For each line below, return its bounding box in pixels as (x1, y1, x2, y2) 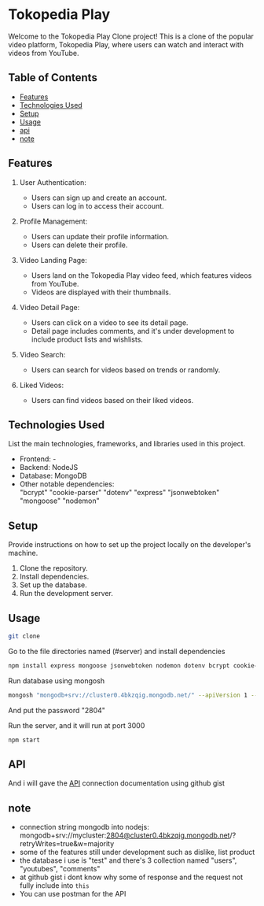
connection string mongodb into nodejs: (19, 823, 149, 832)
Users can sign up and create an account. (31, 193, 167, 202)
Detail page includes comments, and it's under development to (31, 326, 235, 335)
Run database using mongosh (8, 675, 104, 686)
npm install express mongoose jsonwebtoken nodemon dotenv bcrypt (8, 661, 230, 670)
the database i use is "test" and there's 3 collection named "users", (19, 856, 237, 865)
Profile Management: (19, 216, 88, 226)
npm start (8, 736, 41, 744)
